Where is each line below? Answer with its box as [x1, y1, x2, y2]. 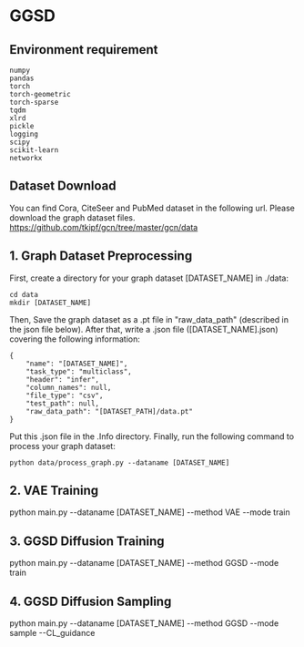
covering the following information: [9, 334, 141, 344]
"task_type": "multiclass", [25, 366, 132, 376]
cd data [9, 290, 39, 299]
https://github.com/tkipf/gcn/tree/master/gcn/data [9, 221, 198, 232]
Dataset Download [9, 179, 117, 194]
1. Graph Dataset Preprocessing [9, 248, 193, 264]
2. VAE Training [9, 483, 99, 498]
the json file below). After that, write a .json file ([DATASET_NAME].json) [9, 323, 279, 334]
